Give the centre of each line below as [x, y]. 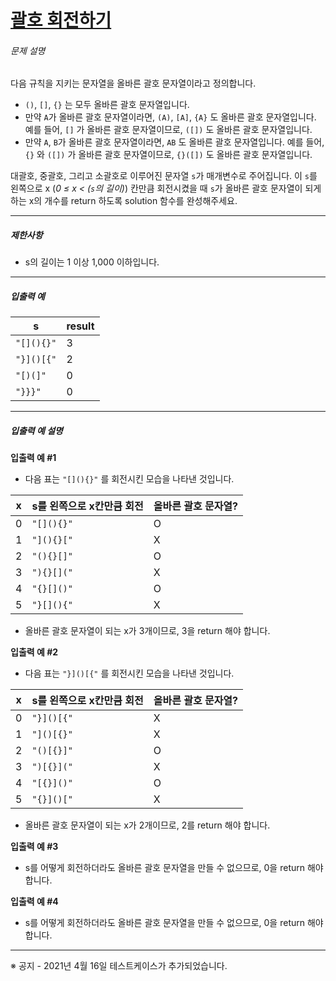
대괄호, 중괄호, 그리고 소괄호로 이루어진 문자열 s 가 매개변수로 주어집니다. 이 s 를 [164, 176]
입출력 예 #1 [33, 458]
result [80, 326]
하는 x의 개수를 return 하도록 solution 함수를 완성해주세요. [124, 201]
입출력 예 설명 [36, 430]
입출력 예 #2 [34, 652]
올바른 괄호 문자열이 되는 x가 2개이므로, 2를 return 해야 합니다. [147, 825]
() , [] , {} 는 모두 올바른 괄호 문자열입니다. [107, 105]
